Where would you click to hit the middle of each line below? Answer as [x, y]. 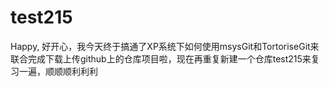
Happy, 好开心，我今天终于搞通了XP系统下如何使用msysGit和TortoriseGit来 [165, 46]
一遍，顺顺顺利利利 [58, 71]
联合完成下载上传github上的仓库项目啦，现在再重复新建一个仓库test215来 [161, 58]
